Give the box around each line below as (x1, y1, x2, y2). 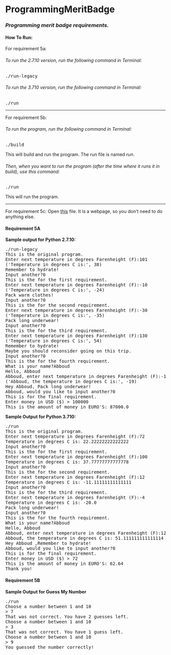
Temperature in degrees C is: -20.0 (5, 500, 97, 505)
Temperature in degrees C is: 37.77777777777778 (5, 459, 129, 465)
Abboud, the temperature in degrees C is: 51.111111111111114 (5, 535, 164, 541)
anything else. (5, 214, 35, 220)
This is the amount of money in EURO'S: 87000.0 (5, 404, 129, 410)
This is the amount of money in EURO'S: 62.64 (5, 561, 124, 567)
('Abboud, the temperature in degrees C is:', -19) (5, 379, 137, 384)
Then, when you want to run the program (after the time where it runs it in (5, 163, 160, 169)
